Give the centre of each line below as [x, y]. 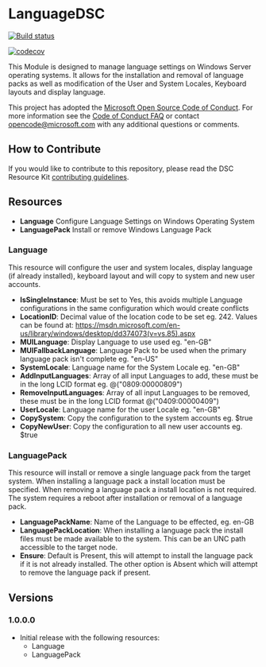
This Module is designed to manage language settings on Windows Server [130, 66]
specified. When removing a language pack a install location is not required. [132, 490]
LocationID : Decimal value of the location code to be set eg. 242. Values [139, 316]
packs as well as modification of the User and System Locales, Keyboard [127, 83]
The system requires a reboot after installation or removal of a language [125, 498]
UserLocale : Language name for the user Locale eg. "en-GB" [120, 409]
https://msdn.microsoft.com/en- [128, 325]
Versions [31, 597]
